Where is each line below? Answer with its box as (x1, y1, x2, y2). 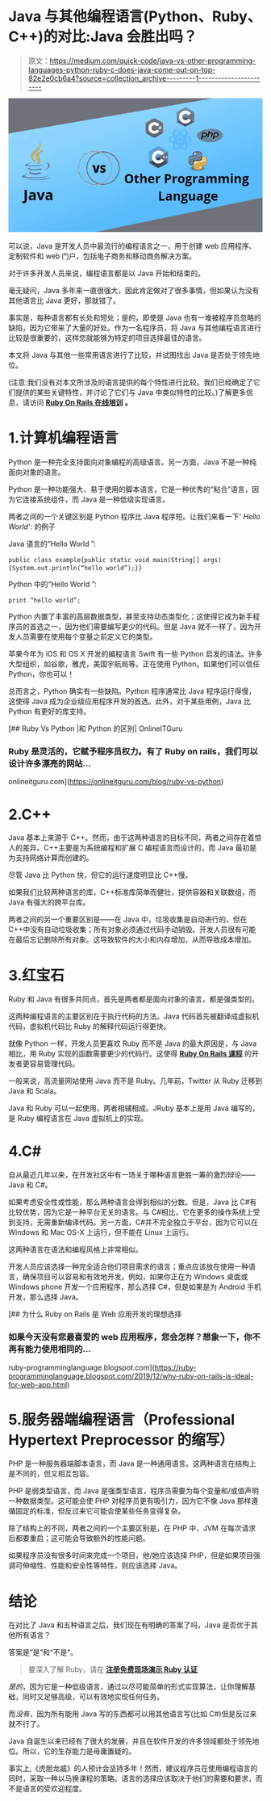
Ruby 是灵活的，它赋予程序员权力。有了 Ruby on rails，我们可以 (8, 746, 258, 758)
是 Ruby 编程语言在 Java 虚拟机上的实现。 (8, 1114, 148, 1123)
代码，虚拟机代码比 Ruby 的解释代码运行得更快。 (8, 1022, 171, 1031)
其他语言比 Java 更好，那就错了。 (8, 296, 121, 305)
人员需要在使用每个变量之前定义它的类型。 (15, 632, 157, 642)
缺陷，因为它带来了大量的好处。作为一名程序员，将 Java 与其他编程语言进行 (8, 323, 262, 333)
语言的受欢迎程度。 (22, 1784, 86, 1794)
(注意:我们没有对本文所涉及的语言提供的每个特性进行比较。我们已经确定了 (8, 377, 254, 388)
